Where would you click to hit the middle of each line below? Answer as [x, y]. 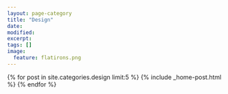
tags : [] [20, 45]
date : [15, 26]
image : [16, 52]
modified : [21, 32]
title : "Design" [30, 20]
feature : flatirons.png [47, 58]
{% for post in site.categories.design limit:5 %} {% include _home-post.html [114, 77]
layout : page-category [39, 13]
